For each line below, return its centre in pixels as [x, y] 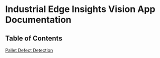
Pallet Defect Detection [29, 50]
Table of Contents [34, 38]
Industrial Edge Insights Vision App [80, 9]
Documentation [38, 20]
